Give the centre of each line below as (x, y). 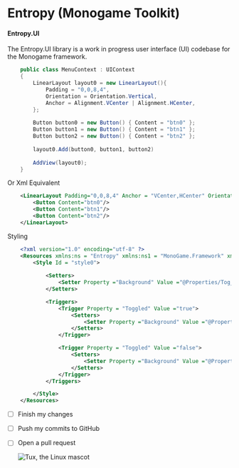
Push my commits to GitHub (58, 429)
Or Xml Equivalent (34, 183)
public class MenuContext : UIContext (78, 70)
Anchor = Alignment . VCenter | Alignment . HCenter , (120, 103)
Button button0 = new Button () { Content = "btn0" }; (114, 123)
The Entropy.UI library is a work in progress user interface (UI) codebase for (119, 49)
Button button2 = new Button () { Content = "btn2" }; (114, 136)
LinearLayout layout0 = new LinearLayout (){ (100, 83)
